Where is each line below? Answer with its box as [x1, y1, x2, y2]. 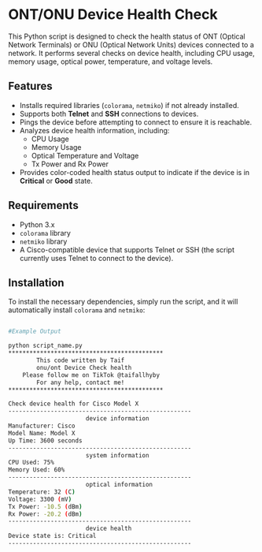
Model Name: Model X [8, 429, 76, 437]
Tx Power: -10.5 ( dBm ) [8, 502, 83, 510]
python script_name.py [8, 341, 83, 350]
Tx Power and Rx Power [31, 159, 109, 169]
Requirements [8, 199, 79, 212]
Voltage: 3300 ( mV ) [8, 495, 72, 503]
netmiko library [19, 237, 68, 246]
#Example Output [8, 327, 61, 336]
